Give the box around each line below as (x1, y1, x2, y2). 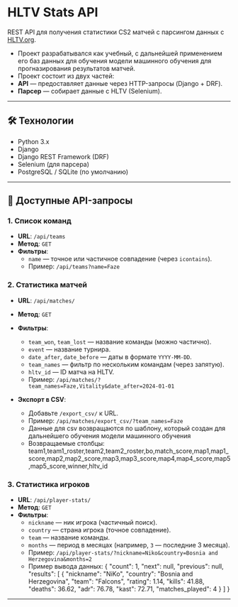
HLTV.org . (7, 35, 37, 43)
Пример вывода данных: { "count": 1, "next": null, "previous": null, (28, 562, 225, 571)
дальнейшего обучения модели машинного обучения (28, 431, 191, 440)
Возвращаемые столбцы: (28, 439, 105, 447)
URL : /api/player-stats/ (17, 496, 91, 504)
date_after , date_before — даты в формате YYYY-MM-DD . (28, 352, 193, 361)
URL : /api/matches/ (17, 296, 76, 305)
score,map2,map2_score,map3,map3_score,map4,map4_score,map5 (28, 454, 231, 462)
